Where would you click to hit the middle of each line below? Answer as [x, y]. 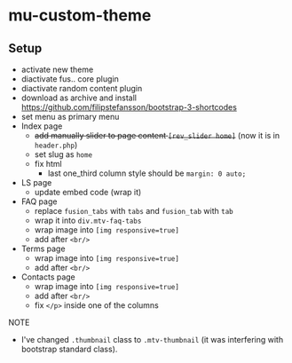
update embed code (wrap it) [88, 192]
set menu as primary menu [70, 117]
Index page [42, 126]
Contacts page [48, 277]
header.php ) [56, 145]
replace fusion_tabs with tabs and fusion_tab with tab [134, 211]
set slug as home [63, 154]
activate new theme [57, 69]
